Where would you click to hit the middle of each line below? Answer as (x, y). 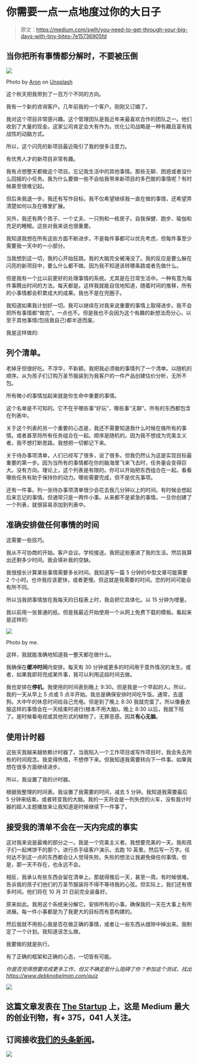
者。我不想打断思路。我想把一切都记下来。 (58, 443)
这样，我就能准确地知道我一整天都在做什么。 (60, 655)
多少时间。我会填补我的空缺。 (58, 560)
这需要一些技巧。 (27, 540)
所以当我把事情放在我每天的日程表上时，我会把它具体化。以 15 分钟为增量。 (98, 600)
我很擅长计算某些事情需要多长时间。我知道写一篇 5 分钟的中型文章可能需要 (97, 573)
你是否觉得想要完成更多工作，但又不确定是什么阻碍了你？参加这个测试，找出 (99, 969)
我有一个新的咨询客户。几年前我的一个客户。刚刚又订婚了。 (78, 106)
